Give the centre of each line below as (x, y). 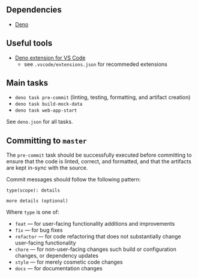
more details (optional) (37, 201)
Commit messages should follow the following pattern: (73, 180)
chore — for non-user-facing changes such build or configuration (96, 249)
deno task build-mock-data (49, 104)
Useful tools (29, 44)
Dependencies (34, 10)
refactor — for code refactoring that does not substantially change (98, 237)
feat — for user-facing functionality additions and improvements (95, 224)
